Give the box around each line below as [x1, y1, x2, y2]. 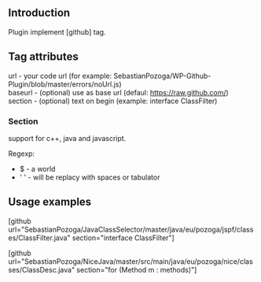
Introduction [8, 6, 71, 20]
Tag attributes [8, 50, 79, 64]
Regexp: [8, 149, 35, 158]
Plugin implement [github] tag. [8, 27, 106, 36]
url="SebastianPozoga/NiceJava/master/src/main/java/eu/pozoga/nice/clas [8, 256, 253, 266]
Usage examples [8, 195, 92, 209]
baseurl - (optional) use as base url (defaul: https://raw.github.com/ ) [8, 87, 230, 97]
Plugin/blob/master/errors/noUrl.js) [8, 79, 122, 89]
